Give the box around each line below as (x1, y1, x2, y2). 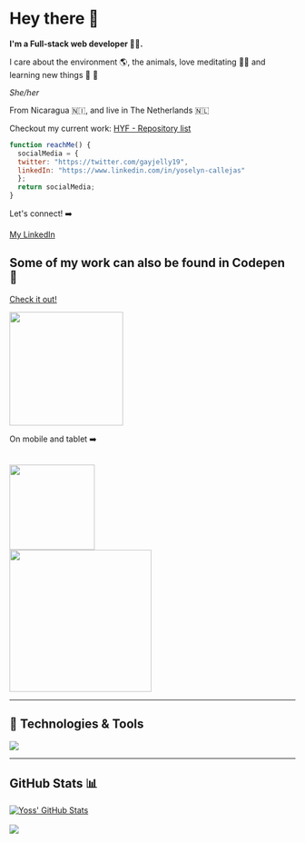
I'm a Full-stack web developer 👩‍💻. (9, 38, 143, 49)
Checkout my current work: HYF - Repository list (9, 123, 192, 134)
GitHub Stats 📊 (9, 776, 98, 791)
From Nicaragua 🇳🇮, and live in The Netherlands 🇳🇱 (9, 104, 210, 115)
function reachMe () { (9, 140, 92, 149)
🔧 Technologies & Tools (9, 717, 144, 732)
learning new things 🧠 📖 (9, 69, 98, 80)
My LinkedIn (9, 229, 56, 240)
